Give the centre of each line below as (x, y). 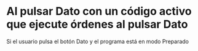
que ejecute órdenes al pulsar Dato (97, 24)
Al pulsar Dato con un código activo (99, 11)
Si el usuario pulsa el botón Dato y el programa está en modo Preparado (98, 41)
